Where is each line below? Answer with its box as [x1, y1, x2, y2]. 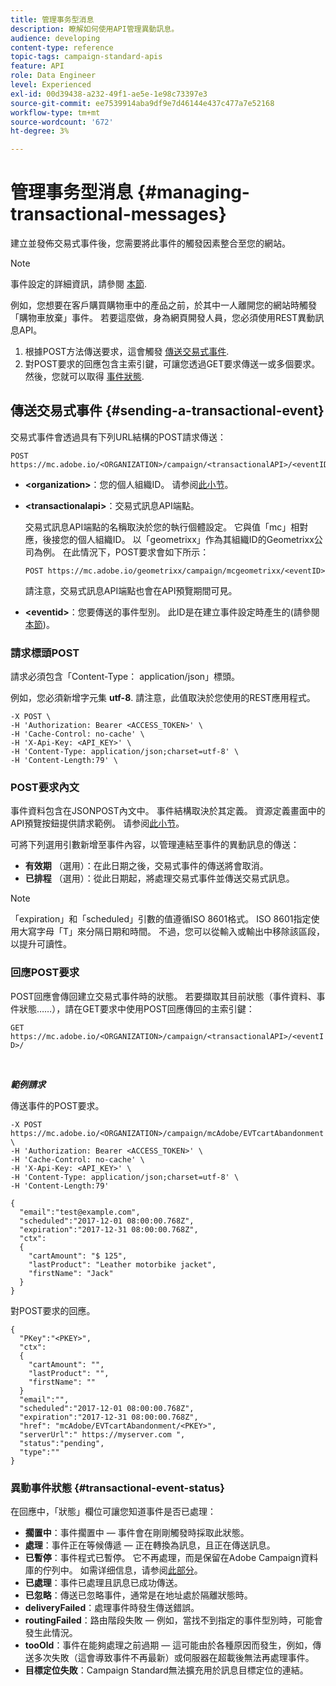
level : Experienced [10, 80, 92, 90]
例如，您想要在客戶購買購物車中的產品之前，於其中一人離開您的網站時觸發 [10, 299, 317, 311]
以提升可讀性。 [10, 938, 72, 950]
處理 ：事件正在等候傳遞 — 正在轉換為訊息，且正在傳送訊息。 [24, 1539, 276, 1551]
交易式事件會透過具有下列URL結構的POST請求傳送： [10, 431, 227, 443]
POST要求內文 [10, 781, 80, 795]
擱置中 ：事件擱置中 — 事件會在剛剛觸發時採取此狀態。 [24, 1527, 250, 1539]
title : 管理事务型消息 [10, 14, 95, 25]
